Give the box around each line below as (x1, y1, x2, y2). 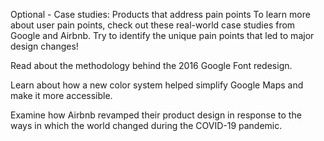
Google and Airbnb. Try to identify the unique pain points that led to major (10, 30, 315, 41)
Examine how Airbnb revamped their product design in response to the (10, 109, 302, 121)
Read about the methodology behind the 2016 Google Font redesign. (10, 60, 293, 71)
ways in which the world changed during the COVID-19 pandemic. (10, 120, 283, 131)
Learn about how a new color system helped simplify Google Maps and (10, 79, 304, 91)
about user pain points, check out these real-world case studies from (10, 19, 296, 31)
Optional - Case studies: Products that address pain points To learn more (10, 9, 311, 20)
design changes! (10, 40, 79, 52)
